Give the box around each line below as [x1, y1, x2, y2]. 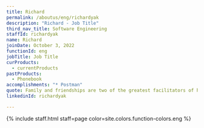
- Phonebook [12, 76, 42, 82]
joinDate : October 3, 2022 [6, 43, 75, 49]
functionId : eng [6, 48, 47, 54]
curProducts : [6, 59, 39, 65]
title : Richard [6, 8, 45, 15]
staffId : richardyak [6, 31, 59, 37]
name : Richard [6, 37, 42, 43]
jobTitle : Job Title [6, 54, 59, 60]
